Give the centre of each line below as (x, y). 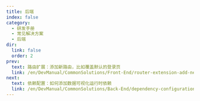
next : (13, 78)
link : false (26, 50)
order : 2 (22, 56)
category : (18, 23)
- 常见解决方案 (28, 34)
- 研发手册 (23, 28)
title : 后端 (20, 12)
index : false (22, 17)
